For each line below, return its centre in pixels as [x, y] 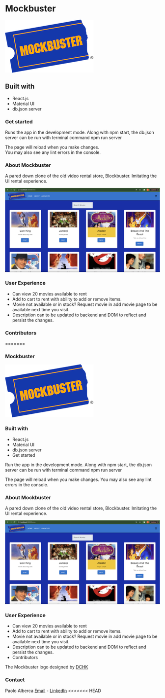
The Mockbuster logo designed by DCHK [47, 667]
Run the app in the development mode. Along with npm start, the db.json [79, 465]
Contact [15, 680]
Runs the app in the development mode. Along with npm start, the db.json [80, 132]
